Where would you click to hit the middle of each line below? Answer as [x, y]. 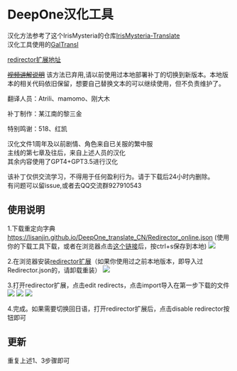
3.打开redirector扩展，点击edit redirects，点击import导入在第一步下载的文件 [118, 285]
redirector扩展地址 [34, 59]
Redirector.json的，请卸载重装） [54, 270]
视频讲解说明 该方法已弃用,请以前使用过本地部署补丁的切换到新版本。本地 [115, 74]
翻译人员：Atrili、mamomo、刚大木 [59, 98]
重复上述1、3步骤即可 [39, 360]
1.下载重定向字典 [31, 228]
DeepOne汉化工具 [60, 15]
